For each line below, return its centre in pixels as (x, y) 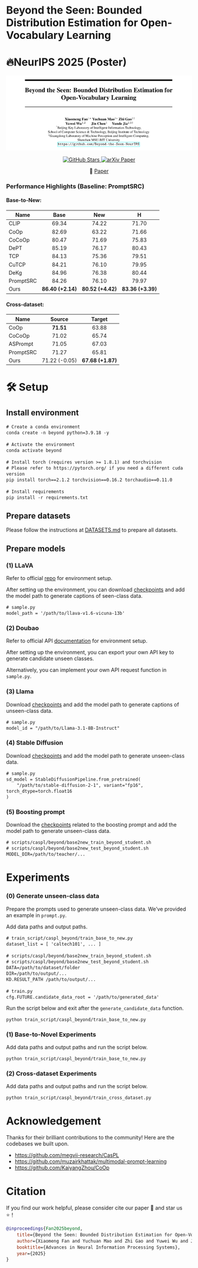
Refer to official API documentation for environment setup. (77, 641)
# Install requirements (35, 492)
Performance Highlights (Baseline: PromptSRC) (75, 186)
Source (60, 319)
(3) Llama (20, 691)
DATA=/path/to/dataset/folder (43, 967)
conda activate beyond (34, 451)
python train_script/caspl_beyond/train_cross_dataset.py (79, 1098)
